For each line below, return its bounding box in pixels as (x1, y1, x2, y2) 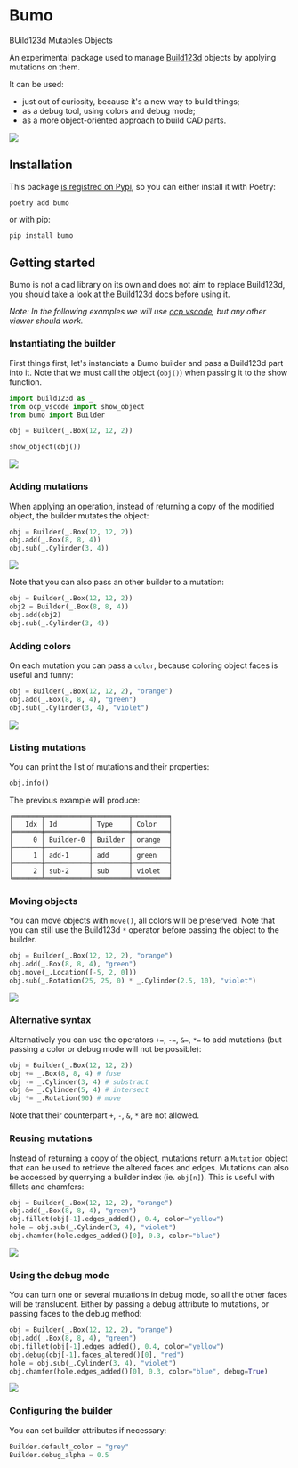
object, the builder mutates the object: (9, 510, 149, 521)
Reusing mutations (9, 1132, 93, 1145)
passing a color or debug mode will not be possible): (9, 1043, 202, 1054)
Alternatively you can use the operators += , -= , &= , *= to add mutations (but (9, 1034, 282, 1045)
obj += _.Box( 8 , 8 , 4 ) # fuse (9, 1069, 122, 1078)
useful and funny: (9, 669, 74, 680)
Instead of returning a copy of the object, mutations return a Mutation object (9, 1153, 288, 1163)
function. (9, 376, 43, 387)
